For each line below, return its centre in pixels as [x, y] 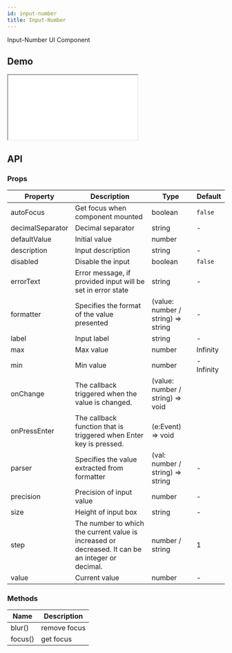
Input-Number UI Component [49, 39]
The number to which [110, 523]
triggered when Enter [109, 435]
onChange [28, 394]
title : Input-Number [37, 20]
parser [21, 468]
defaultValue [31, 239]
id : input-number [32, 13]
